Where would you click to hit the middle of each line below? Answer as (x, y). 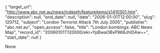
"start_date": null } (23, 37)
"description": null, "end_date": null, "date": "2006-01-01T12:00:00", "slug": (80, 17)
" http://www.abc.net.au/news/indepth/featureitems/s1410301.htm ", (72, 12)
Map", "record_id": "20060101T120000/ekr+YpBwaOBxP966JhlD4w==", (77, 32)
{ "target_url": (19, 7)
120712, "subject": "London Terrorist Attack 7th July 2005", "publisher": (76, 22)
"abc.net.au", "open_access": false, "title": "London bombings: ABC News (79, 27)
